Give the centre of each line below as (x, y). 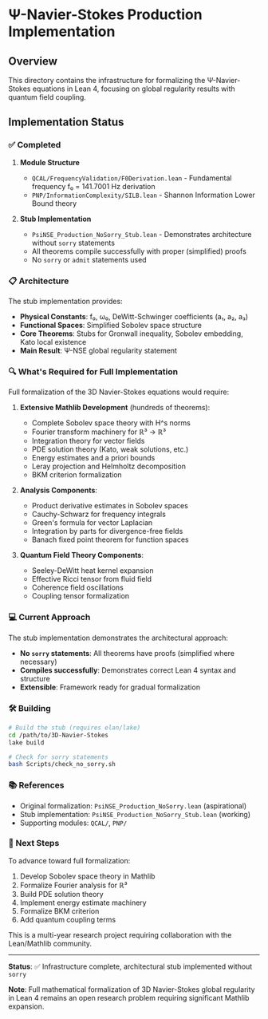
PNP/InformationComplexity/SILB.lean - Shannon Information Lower (143, 195)
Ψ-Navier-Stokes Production (105, 15)
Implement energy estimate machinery (83, 902)
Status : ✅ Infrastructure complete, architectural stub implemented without (130, 966)
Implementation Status (66, 122)
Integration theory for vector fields (88, 441)
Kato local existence (53, 342)
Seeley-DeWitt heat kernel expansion (93, 571)
